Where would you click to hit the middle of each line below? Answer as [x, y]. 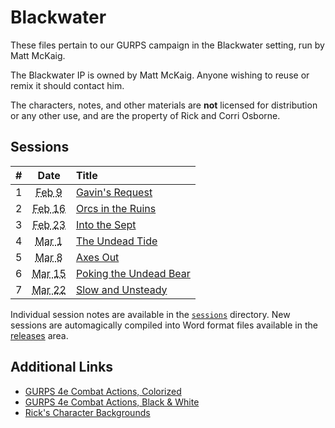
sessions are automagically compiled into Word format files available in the [164, 325]
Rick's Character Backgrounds [87, 412]
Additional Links [62, 367]
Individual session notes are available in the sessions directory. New [150, 314]
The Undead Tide [116, 241]
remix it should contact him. [67, 85]
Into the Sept [106, 224]
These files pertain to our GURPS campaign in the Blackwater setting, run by [167, 45]
